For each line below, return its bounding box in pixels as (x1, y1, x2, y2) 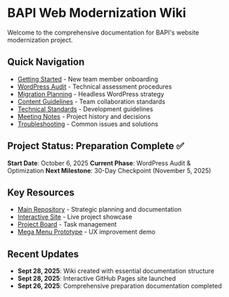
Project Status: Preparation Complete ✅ (7, 140, 185, 152)
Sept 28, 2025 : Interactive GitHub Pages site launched (17, 274, 176, 283)
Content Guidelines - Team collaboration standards (17, 97, 166, 106)
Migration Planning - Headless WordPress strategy (17, 89, 164, 98)
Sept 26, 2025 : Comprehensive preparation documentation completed (17, 282, 223, 290)
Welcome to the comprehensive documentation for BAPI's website (7, 28, 199, 37)
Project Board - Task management (17, 220, 117, 229)
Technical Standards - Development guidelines (17, 104, 153, 113)
